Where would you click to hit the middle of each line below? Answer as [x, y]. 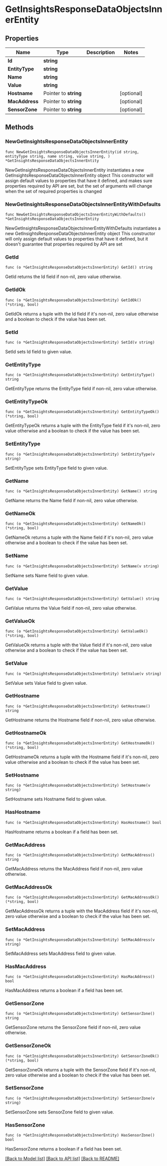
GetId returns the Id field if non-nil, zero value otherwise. [64, 277]
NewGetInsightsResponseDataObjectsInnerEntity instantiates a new [75, 170]
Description [101, 52]
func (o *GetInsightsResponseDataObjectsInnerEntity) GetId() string [79, 268]
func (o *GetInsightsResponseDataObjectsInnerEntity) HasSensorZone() [80, 1135]
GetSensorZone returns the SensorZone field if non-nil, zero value [73, 1027]
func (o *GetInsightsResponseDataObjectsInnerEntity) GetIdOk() [73, 300]
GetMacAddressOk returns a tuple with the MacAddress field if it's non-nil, [82, 911]
